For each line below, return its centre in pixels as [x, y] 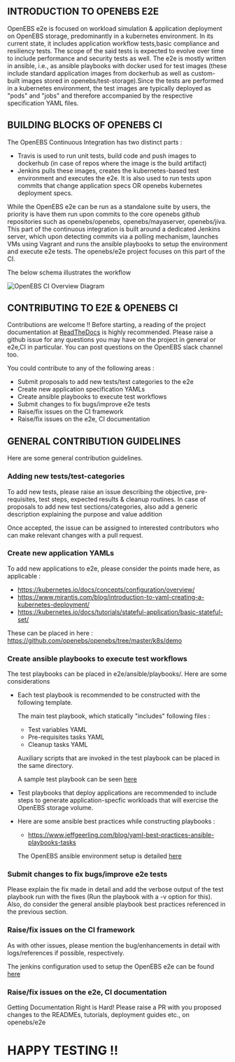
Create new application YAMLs [61, 553]
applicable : [24, 576]
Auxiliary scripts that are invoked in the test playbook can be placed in [119, 758]
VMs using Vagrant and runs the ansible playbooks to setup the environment [117, 244]
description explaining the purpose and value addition [85, 514]
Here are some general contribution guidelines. [75, 458]
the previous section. [37, 912]
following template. [45, 703]
